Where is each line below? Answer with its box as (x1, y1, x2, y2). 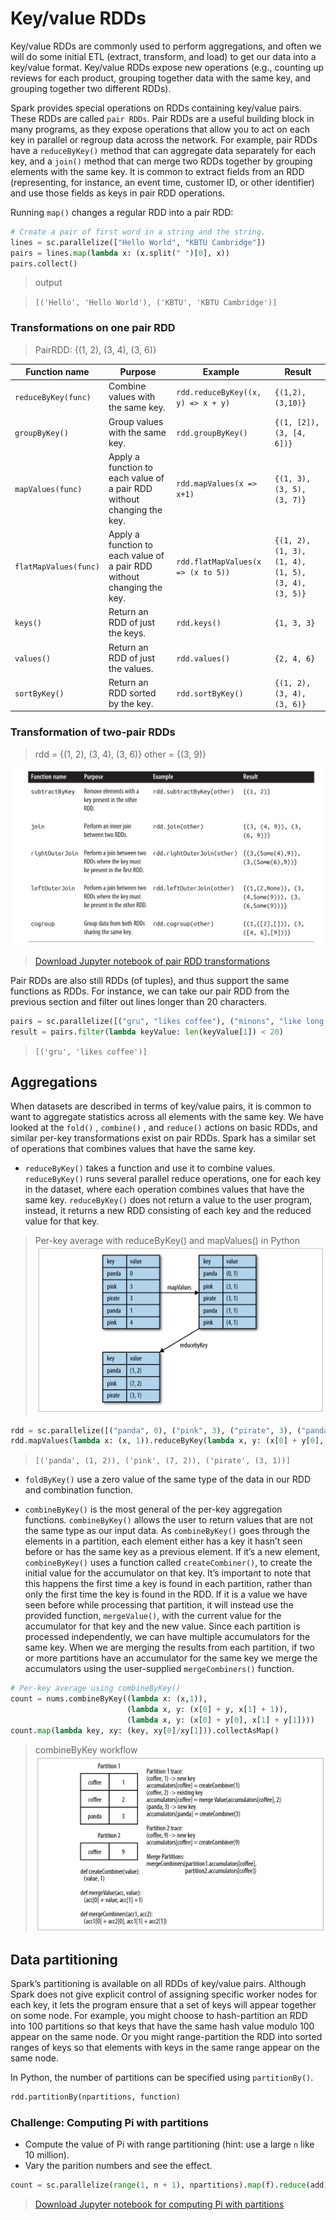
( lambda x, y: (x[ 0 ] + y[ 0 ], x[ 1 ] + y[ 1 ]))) (126, 1715, 315, 1725)
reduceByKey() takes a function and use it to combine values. (24, 1162, 276, 1174)
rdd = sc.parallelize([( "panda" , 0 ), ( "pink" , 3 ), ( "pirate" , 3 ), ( (10, 1425, 302, 1436)
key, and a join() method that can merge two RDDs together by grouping (10, 155, 313, 167)
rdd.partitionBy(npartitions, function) (10, 2092, 182, 2102)
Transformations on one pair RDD (10, 321, 176, 335)
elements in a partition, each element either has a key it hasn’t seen (24, 1535, 303, 1547)
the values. (108, 662, 154, 674)
